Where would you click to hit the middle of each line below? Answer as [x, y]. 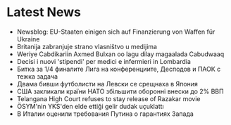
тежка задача [37, 76]
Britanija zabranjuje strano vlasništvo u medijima [87, 46]
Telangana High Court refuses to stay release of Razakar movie [108, 98]
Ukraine [28, 39]
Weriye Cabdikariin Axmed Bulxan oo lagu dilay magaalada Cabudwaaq [120, 54]
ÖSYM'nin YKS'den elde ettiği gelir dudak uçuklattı [90, 106]
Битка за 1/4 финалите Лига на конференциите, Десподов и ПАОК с [119, 69]
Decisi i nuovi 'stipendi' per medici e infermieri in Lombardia [104, 61]
